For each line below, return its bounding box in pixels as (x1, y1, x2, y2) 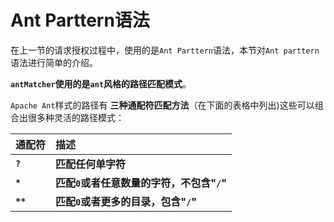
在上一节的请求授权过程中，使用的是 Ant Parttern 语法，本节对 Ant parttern (10, 44, 320, 56)
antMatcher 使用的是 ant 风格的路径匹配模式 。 (10, 77, 192, 90)
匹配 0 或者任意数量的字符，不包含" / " (55, 176, 228, 190)
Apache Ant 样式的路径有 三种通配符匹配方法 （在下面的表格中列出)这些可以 (10, 99, 315, 111)
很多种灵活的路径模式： (27, 111, 125, 123)
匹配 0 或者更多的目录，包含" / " (55, 194, 198, 208)
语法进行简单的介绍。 (10, 56, 98, 68)
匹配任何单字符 (55, 157, 127, 171)
